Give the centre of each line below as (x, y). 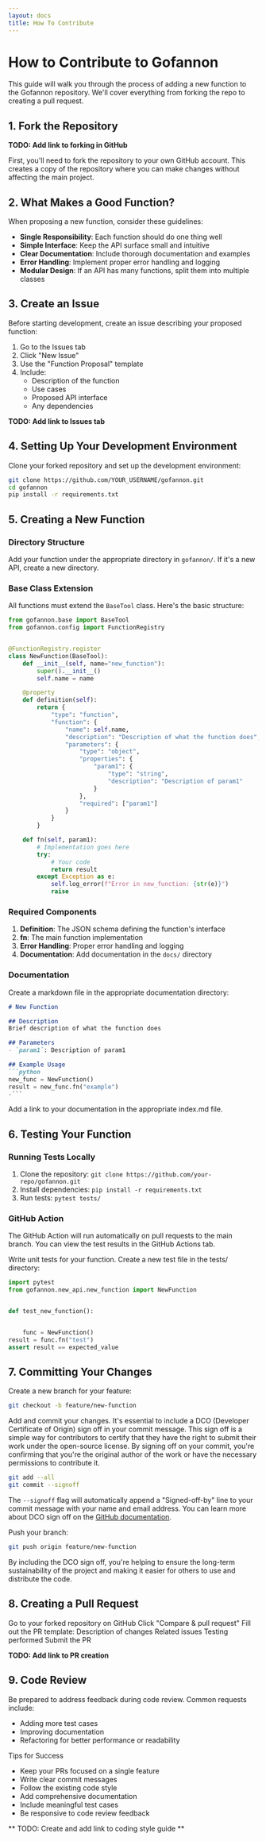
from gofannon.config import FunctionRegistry (87, 628)
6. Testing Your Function (70, 1134)
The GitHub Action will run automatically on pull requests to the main (120, 1236)
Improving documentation (62, 1731)
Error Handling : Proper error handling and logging (102, 946)
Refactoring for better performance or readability (100, 1740)
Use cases (49, 389)
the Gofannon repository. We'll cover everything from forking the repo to (127, 93)
